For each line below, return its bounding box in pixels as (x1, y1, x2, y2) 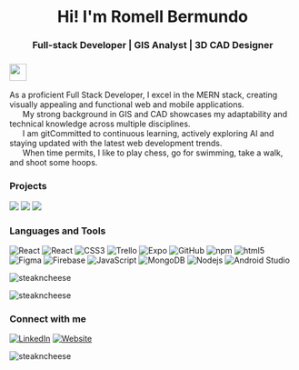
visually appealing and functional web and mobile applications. (9, 99, 244, 110)
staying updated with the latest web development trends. (9, 138, 223, 149)
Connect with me (9, 312, 86, 325)
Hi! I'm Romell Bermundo (57, 6, 248, 27)
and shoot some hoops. (9, 157, 98, 168)
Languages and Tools (9, 225, 106, 237)
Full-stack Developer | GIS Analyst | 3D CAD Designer (32, 39, 274, 52)
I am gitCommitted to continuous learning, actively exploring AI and (22, 128, 274, 139)
